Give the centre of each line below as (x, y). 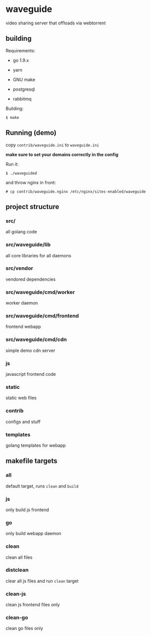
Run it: (12, 164)
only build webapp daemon (34, 533)
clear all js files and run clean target (42, 581)
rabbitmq (22, 99)
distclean (17, 570)
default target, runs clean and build (42, 486)
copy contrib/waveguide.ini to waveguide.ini (52, 145)
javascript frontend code (31, 374)
